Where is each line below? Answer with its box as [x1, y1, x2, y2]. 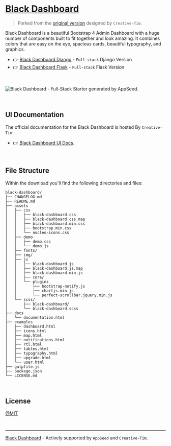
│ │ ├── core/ [5, 274, 44, 280]
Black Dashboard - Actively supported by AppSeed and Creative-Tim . [5, 435, 148, 441]
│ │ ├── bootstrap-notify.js [5, 284, 85, 289]
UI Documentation [5, 110, 64, 119]
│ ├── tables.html [5, 346, 49, 351]
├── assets [5, 203, 28, 208]
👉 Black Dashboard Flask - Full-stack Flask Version [12, 64, 125, 70]
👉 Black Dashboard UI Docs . [12, 139, 75, 146]
